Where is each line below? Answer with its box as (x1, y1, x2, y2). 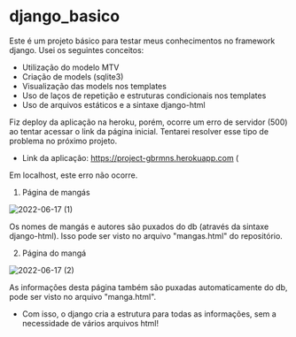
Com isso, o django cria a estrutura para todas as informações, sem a (21, 308, 277, 319)
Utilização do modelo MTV (21, 62, 120, 73)
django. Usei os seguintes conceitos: (9, 44, 144, 55)
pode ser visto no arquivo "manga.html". (9, 291, 157, 302)
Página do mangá (21, 248, 87, 258)
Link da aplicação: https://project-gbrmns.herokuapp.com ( (21, 152, 239, 163)
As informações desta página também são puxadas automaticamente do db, (9, 281, 288, 293)
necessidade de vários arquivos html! (21, 318, 160, 328)
